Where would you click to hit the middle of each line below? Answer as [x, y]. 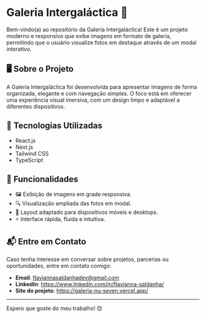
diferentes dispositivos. [36, 106]
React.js [25, 140]
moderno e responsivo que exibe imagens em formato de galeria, [89, 36]
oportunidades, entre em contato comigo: [59, 266]
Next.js [24, 147]
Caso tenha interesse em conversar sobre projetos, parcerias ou [88, 259]
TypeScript [29, 160]
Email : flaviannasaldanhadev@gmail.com [67, 278]
